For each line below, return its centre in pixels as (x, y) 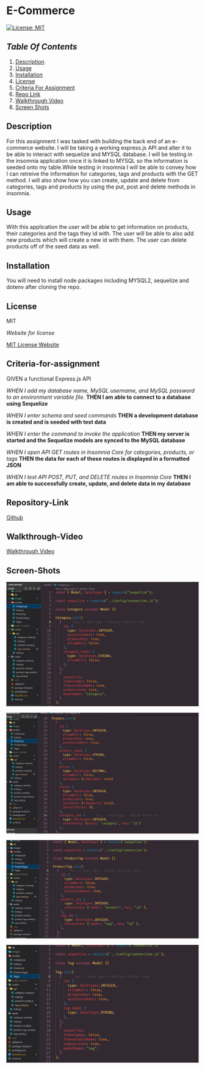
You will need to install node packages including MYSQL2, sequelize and (98, 281)
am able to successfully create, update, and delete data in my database (99, 483)
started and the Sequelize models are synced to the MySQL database (96, 440)
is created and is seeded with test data (56, 422)
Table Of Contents (42, 47)
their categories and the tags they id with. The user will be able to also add (100, 234)
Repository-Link (38, 503)
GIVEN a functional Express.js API (49, 378)
